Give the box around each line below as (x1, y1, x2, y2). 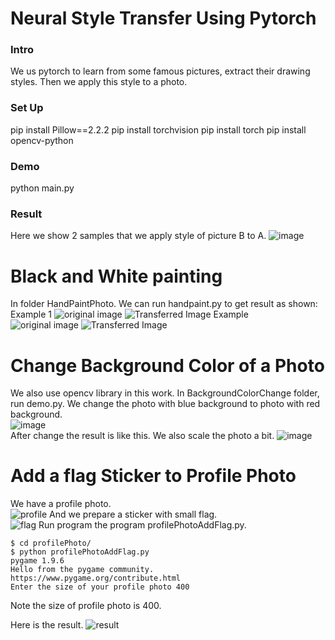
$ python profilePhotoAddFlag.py (10, 547, 150, 557)
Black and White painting (10, 265, 223, 287)
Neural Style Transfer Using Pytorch (10, 7, 317, 30)
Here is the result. (10, 619, 84, 631)
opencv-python (10, 134, 74, 146)
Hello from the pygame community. (10, 565, 155, 575)
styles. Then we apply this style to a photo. (10, 76, 188, 88)
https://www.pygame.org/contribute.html (10, 573, 182, 584)
